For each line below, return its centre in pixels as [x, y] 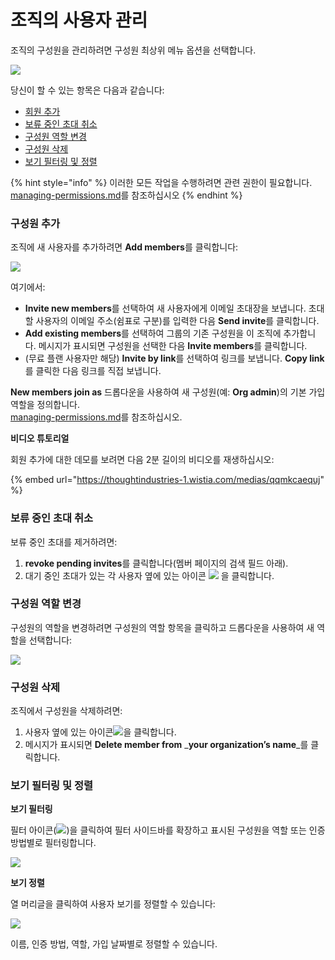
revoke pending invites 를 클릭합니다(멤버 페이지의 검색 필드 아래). [156, 563]
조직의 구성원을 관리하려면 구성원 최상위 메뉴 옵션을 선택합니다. [133, 50]
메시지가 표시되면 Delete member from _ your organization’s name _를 [166, 745]
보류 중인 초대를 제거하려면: [64, 542]
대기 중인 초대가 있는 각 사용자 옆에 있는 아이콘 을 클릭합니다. [149, 575]
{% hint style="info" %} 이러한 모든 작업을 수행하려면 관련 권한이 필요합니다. [161, 182]
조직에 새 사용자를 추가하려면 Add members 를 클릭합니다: [124, 247]
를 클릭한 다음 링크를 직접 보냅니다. [93, 371]
